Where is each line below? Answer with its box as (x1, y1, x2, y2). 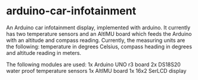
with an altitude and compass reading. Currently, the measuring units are (6, 36, 185, 44)
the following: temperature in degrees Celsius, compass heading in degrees (6, 43, 193, 50)
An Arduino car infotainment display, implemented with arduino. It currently (6, 24, 191, 31)
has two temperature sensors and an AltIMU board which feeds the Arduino (6, 30, 192, 37)
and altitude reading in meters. (6, 49, 82, 56)
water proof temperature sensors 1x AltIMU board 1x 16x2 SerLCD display (6, 67, 187, 74)
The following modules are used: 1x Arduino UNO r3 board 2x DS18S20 (6, 61, 181, 68)
